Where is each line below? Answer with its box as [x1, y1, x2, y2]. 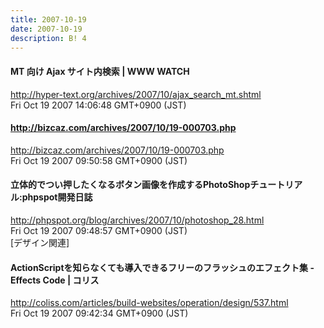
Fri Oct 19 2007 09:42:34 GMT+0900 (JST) [10, 307, 189, 320]
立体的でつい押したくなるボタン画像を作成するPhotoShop [10, 179, 251, 191]
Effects [10, 274, 42, 286]
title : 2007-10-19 [10, 14, 87, 25]
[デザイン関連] [10, 236, 70, 248]
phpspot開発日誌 [21, 191, 93, 203]
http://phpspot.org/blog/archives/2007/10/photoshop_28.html [10, 214, 265, 226]
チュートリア [249, 179, 303, 191]
